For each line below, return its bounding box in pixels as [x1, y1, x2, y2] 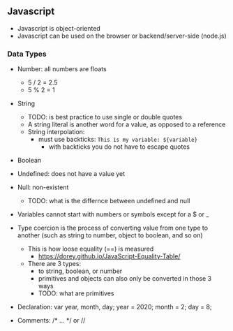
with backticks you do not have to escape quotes [48, 142, 190, 151]
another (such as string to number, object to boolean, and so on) [17, 231, 204, 240]
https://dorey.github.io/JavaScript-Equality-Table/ [38, 252, 181, 260]
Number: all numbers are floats [17, 65, 107, 73]
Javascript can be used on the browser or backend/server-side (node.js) [17, 31, 227, 40]
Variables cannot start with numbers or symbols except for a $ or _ [17, 210, 209, 219]
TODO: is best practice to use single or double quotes [27, 113, 183, 122]
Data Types [7, 49, 47, 59]
